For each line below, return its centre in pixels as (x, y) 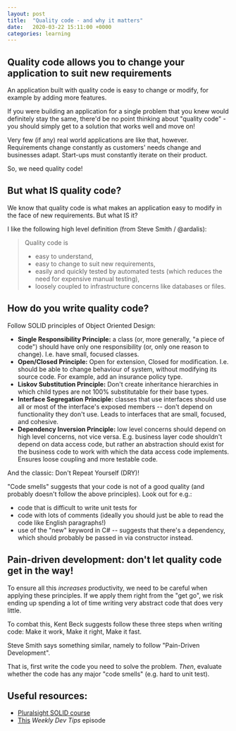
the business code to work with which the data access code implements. (123, 452)
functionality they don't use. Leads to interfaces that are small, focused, (122, 414)
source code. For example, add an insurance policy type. (100, 376)
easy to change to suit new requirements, (95, 264)
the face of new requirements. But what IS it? (73, 215)
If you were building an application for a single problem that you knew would (118, 111)
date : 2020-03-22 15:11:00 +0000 (60, 27)
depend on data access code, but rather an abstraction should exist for (120, 444)
